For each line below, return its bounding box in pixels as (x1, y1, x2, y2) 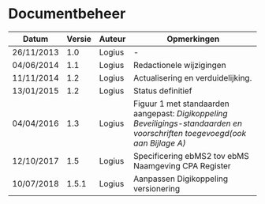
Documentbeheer (8, 5, 126, 23)
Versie (66, 33, 92, 44)
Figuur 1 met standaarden (133, 98, 230, 109)
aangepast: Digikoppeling (133, 108, 228, 119)
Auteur (99, 33, 126, 44)
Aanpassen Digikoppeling (133, 173, 229, 184)
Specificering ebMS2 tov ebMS (133, 150, 250, 161)
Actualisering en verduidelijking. (133, 72, 252, 83)
